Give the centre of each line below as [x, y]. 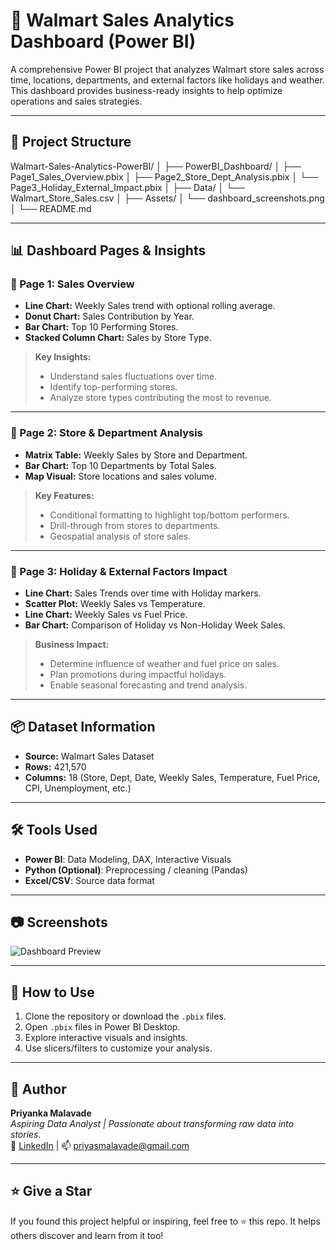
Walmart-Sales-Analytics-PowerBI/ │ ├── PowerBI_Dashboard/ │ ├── [156, 166]
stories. [26, 1135]
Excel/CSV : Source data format [89, 880]
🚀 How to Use [52, 992]
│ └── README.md [51, 208]
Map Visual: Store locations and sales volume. [121, 476]
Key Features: [64, 495]
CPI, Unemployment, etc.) [78, 788]
